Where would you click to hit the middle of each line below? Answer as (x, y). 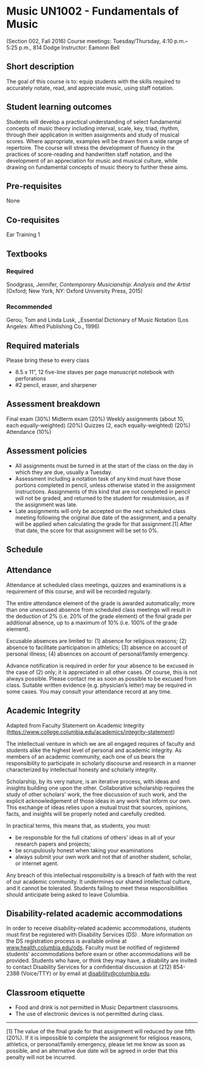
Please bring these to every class (48, 360)
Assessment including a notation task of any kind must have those (98, 478)
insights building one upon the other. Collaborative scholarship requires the (100, 788)
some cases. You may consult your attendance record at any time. (89, 691)
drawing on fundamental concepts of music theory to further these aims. (97, 167)
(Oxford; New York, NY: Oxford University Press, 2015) (74, 291)
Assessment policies (47, 451)
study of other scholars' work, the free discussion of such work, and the (97, 794)
